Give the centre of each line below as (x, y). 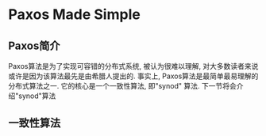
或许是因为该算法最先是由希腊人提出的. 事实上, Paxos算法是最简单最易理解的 (133, 76)
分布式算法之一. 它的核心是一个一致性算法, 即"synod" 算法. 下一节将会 (122, 86)
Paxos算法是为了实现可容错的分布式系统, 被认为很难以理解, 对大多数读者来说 (133, 66)
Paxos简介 (34, 45)
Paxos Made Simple (74, 15)
